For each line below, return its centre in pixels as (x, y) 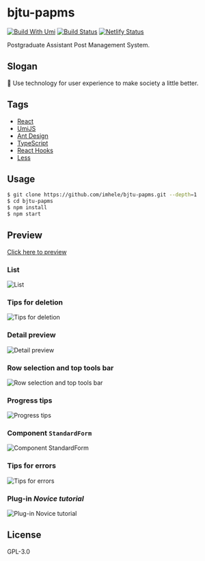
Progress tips (30, 401)
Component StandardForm (50, 433)
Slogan (22, 67)
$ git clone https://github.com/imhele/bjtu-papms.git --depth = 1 (102, 195)
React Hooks (35, 150)
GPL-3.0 (19, 551)
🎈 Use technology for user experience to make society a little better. (103, 83)
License (24, 535)
